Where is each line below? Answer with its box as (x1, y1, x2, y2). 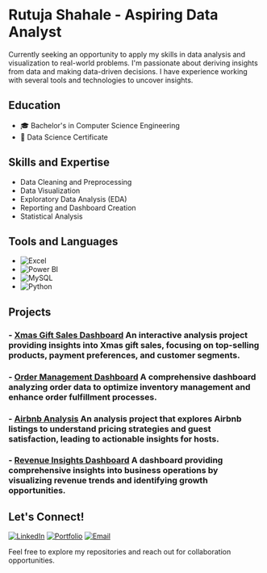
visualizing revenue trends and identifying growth (8, 475, 208, 486)
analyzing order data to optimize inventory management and (8, 381, 251, 392)
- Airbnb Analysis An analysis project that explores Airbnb (8, 413, 242, 425)
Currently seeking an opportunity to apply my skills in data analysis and (8, 49, 246, 59)
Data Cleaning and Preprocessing (19, 177, 132, 186)
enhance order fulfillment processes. (8, 391, 157, 403)
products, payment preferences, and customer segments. (8, 349, 240, 361)
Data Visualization (19, 186, 81, 195)
